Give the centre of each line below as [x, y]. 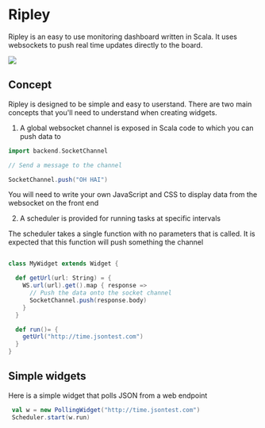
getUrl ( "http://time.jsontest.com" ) [83, 337]
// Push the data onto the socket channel [100, 293]
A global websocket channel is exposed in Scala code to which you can [136, 128]
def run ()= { [37, 330]
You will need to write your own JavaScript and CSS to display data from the [133, 195]
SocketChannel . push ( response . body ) [88, 300]
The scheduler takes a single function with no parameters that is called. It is [132, 234]
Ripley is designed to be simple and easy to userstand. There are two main [130, 104]
